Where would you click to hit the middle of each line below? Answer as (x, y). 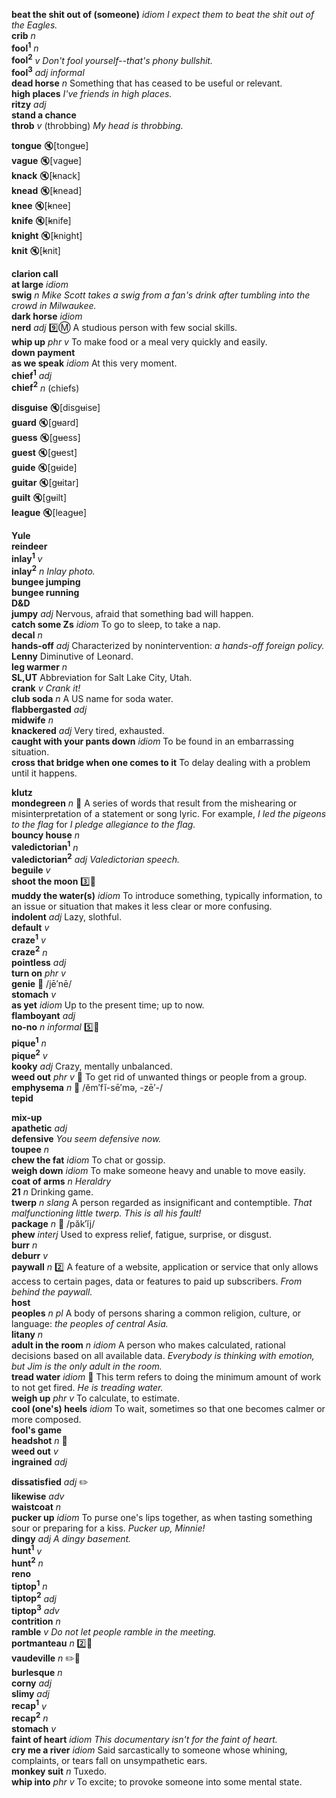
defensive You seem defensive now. (86, 1138)
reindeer (29, 546)
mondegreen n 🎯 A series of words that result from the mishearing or (154, 803)
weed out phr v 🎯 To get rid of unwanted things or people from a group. (159, 1076)
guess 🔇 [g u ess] (46, 438)
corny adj (32, 1683)
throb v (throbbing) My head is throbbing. (97, 125)
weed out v (35, 1451)
